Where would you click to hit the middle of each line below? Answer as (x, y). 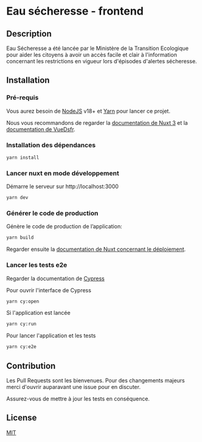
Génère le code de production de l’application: (64, 226)
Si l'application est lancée (39, 313)
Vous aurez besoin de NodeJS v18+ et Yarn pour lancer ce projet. (88, 111)
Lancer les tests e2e (37, 265)
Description (29, 34)
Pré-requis (23, 97)
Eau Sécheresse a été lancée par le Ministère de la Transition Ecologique (97, 48)
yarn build (20, 238)
